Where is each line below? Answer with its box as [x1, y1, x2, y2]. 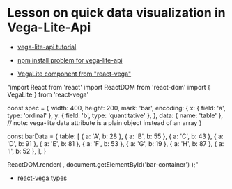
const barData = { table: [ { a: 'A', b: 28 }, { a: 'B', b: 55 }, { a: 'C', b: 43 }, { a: [7, 132, 224, 140]
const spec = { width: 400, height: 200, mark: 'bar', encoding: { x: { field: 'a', [7, 104, 226, 112]
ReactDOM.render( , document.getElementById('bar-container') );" [7, 160, 199, 168]
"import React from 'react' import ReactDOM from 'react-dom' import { [7, 83, 211, 91]
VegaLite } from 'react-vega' [7, 90, 89, 99]
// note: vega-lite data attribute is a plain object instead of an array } [7, 118, 202, 126]
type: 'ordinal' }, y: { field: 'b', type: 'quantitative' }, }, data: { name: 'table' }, [7, 111, 223, 120]
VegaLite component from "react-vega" [17, 69, 132, 78]
